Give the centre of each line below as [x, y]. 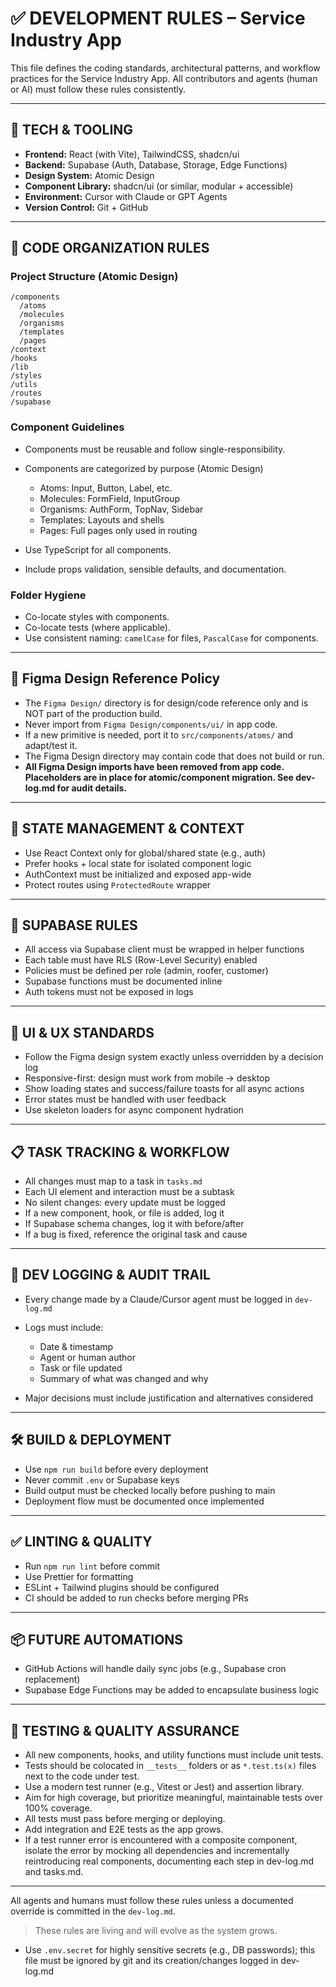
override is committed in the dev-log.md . [93, 1911]
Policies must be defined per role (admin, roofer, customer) [146, 971]
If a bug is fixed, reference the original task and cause [136, 1234]
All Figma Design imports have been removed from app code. [154, 766]
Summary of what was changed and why [124, 1378]
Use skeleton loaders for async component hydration [134, 1110]
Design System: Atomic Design [89, 175]
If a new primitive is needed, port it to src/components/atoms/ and [158, 734]
